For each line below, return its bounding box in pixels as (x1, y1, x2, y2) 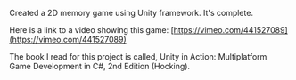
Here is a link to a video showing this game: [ (9, 25, 174, 35)
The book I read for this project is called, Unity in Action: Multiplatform (9, 52, 267, 61)
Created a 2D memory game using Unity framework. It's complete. (9, 8, 254, 18)
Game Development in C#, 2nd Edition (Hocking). (9, 61, 190, 71)
